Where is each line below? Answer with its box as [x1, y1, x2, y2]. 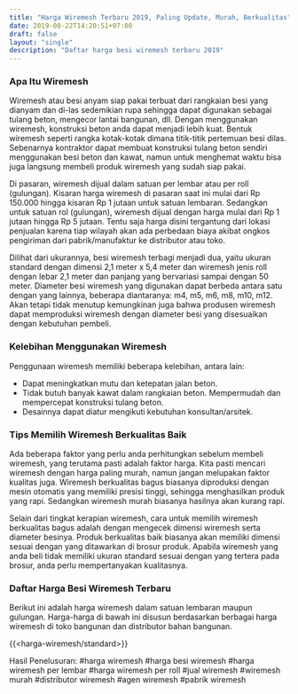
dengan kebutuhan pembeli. [9, 319, 112, 329]
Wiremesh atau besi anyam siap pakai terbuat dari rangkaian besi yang [9, 95, 269, 106]
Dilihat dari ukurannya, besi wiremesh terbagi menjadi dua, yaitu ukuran [9, 252, 271, 263]
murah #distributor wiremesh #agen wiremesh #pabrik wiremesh [9, 674, 247, 685]
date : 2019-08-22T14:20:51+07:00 [9, 21, 133, 30]
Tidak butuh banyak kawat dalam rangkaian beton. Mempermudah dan [21, 387, 281, 398]
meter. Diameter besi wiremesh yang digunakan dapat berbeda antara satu [9, 280, 283, 291]
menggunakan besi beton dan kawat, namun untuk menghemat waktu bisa [9, 152, 282, 162]
